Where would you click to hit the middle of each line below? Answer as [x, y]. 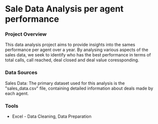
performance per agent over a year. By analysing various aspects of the [77, 50]
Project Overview [26, 34]
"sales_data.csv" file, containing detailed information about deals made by [79, 88]
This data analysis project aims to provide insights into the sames [70, 45]
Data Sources [21, 72]
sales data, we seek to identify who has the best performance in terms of [78, 55]
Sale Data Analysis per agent [64, 9]
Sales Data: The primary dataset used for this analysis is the [65, 83]
